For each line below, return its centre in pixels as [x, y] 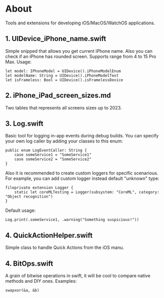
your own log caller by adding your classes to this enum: [64, 141]
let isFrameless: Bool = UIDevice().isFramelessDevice [64, 80]
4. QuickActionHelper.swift [49, 235]
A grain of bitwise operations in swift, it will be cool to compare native [78, 276]
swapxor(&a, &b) [22, 290]
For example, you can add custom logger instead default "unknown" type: [82, 178]
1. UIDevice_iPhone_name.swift [56, 39]
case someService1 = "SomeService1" [53, 155]
